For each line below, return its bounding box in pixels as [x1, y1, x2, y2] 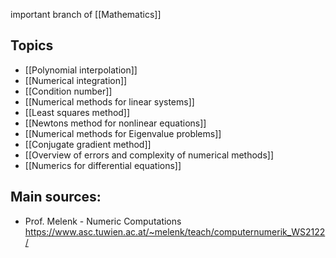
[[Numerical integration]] [24, 74, 128, 86]
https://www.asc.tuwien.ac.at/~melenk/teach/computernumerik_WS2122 [24, 225, 326, 238]
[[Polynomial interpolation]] [24, 64, 138, 76]
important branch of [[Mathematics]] [10, 9, 162, 20]
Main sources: [10, 189, 102, 206]
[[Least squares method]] [24, 106, 131, 118]
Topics [10, 37, 54, 54]
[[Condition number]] [24, 85, 113, 97]
